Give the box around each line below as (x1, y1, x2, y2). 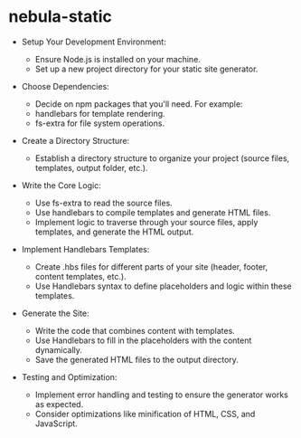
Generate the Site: (21, 308, 89, 319)
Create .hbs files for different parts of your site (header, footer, (34, 261, 268, 272)
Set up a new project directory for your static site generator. (34, 63, 259, 74)
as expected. (34, 398, 84, 409)
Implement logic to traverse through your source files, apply (34, 216, 259, 227)
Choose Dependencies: (21, 81, 109, 91)
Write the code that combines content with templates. (34, 325, 236, 336)
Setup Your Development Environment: (21, 36, 166, 47)
